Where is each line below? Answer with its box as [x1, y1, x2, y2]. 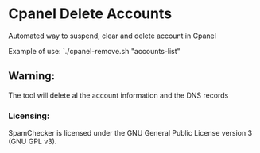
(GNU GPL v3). [8, 136, 57, 147]
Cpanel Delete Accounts [8, 5, 173, 23]
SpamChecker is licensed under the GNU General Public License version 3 [8, 128, 253, 138]
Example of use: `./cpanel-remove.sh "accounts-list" [8, 46, 180, 55]
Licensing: [8, 110, 50, 121]
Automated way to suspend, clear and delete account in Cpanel [8, 31, 217, 40]
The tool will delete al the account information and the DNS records [8, 90, 229, 100]
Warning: [8, 69, 56, 83]
